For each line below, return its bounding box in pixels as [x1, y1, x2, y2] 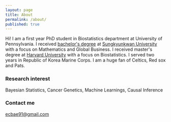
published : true [5, 21, 40, 27]
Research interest [5, 75, 50, 82]
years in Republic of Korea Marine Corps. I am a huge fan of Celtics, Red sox [5, 57, 166, 64]
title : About [5, 12, 33, 17]
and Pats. [5, 63, 25, 69]
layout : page [5, 7, 33, 13]
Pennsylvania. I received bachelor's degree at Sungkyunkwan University [5, 41, 157, 47]
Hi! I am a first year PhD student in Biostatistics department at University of [5, 36, 163, 42]
